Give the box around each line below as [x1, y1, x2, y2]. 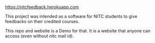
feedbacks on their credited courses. [5, 19, 80, 24]
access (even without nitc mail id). [5, 33, 74, 39]
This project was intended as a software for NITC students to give [5, 14, 138, 19]
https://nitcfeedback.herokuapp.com [5, 4, 79, 10]
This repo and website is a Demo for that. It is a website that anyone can [5, 28, 151, 33]
